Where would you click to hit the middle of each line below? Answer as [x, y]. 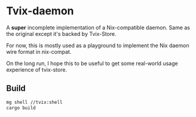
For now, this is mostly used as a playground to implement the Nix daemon [98, 45]
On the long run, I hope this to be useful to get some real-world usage [92, 63]
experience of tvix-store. [37, 69]
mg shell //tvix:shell [34, 102]
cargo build [21, 108]
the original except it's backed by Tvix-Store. [61, 33]
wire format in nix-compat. [39, 51]
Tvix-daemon [40, 11]
